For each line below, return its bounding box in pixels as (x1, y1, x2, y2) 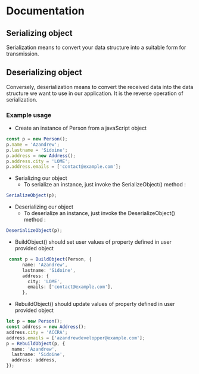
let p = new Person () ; (6, 318, 63, 324)
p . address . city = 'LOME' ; (6, 158, 70, 164)
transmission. (6, 50, 39, 57)
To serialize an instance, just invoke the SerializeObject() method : (23, 181, 186, 188)
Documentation (6, 4, 85, 18)
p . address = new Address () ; (6, 152, 76, 159)
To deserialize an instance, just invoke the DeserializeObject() (23, 210, 176, 217)
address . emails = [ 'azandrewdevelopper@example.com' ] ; (6, 335, 145, 341)
